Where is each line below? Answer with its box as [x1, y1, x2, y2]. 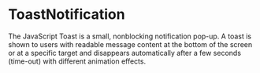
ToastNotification [8, 5, 125, 24]
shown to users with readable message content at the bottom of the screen [8, 39, 253, 49]
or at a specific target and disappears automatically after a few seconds [8, 48, 242, 57]
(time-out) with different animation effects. [8, 57, 147, 66]
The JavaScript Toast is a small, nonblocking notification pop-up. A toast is [8, 31, 252, 41]
